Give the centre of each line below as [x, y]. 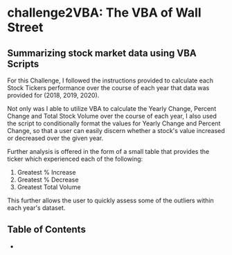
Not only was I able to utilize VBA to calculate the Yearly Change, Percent [112, 108]
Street [25, 27]
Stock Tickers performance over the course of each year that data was [108, 88]
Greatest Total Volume [49, 187]
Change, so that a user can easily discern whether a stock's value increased [116, 131]
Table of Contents [47, 230]
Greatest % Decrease [48, 179]
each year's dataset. [36, 208]
